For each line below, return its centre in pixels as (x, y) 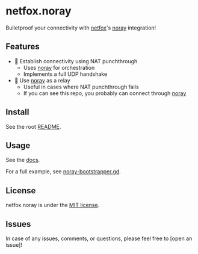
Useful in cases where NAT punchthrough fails (81, 87)
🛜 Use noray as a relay (42, 80)
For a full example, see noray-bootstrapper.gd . (63, 172)
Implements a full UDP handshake (65, 74)
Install (17, 112)
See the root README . (33, 126)
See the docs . (23, 160)
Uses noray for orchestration (59, 67)
